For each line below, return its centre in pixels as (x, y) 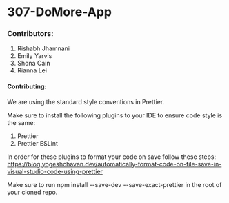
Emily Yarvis (34, 56)
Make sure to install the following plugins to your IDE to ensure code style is (115, 115)
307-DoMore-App (60, 12)
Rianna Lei (32, 70)
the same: (21, 122)
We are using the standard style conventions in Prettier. (86, 101)
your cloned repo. (32, 192)
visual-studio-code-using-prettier (55, 171)
